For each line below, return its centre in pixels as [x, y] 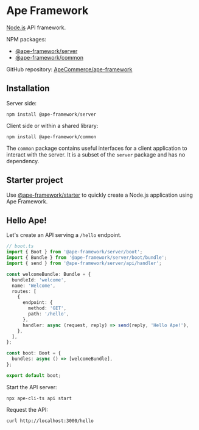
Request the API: [27, 409]
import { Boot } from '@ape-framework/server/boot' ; [75, 252]
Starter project [35, 180]
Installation [28, 89]
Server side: [22, 103]
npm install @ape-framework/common [51, 137]
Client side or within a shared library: [52, 125]
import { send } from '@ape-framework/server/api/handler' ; [84, 263]
